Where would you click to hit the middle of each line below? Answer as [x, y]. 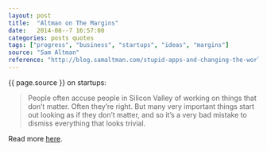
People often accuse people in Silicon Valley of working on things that [142, 98]
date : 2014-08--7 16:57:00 [56, 30]
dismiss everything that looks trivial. [87, 123]
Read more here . [35, 138]
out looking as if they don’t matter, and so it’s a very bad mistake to [137, 114]
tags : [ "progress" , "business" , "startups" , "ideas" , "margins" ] [119, 45]
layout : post [30, 15]
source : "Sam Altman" [44, 52]
